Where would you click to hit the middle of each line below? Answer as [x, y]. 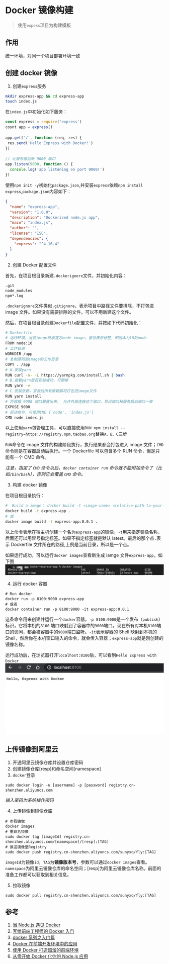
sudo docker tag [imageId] [33, 837]
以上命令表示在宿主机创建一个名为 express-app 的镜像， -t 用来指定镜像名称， [84, 532]
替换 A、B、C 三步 [111, 434]
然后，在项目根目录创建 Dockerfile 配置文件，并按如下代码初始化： [74, 323]
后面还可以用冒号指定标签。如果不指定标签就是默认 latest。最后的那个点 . [81, 538]
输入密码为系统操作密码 [29, 800]
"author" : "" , [24, 228]
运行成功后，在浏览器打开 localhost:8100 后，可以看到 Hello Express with [81, 655]
